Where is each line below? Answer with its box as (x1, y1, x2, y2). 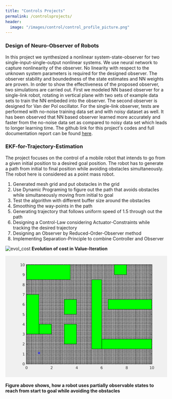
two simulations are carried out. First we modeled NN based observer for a (5, 86, 164, 92)
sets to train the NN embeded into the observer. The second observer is (5, 98, 158, 104)
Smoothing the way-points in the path (12, 203, 93, 209)
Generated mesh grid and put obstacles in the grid (12, 181, 120, 187)
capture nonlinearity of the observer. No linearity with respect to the (5, 65, 149, 71)
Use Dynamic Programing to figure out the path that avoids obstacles (12, 186, 159, 193)
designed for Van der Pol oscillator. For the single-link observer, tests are (5, 103, 160, 109)
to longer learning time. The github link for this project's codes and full (5, 125, 155, 131)
